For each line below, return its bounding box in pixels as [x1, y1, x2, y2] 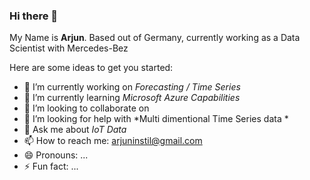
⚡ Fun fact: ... [23, 160, 79, 173]
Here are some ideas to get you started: [9, 62, 174, 74]
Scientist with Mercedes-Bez [9, 42, 129, 54]
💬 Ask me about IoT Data [23, 124, 127, 136]
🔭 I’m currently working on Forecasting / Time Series [23, 81, 241, 93]
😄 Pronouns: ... [23, 149, 89, 161]
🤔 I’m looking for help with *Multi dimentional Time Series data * [23, 113, 289, 125]
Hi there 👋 [9, 9, 59, 23]
